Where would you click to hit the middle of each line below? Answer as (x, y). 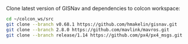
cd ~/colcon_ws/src (30, 19)
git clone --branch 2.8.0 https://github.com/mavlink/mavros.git (88, 30)
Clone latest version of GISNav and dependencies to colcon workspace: (93, 8)
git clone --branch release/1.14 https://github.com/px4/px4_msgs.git (94, 35)
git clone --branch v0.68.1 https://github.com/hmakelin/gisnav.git (92, 24)
